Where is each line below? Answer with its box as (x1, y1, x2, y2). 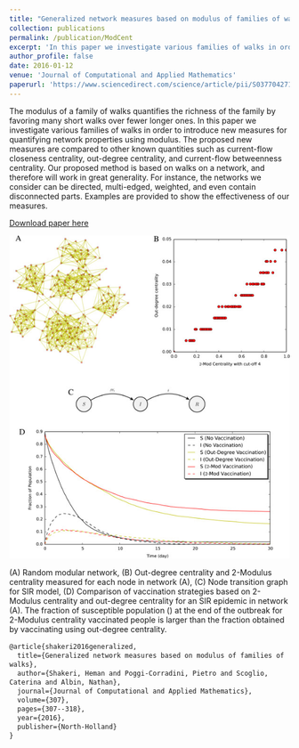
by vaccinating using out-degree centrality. (9, 623, 167, 634)
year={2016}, (17, 713, 66, 722)
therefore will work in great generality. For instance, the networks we (9, 172, 262, 183)
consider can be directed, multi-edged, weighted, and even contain (9, 181, 256, 191)
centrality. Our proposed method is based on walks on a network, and (9, 162, 265, 173)
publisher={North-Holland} (17, 722, 117, 731)
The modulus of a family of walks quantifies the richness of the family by (9, 105, 276, 116)
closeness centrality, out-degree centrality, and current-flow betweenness (9, 152, 282, 164)
